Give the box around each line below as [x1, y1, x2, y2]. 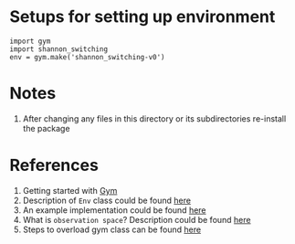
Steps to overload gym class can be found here [22, 224, 202, 235]
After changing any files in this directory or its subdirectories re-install [22, 112, 287, 124]
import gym [9, 37, 51, 46]
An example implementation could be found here [22, 204, 207, 216]
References [9, 155, 99, 175]
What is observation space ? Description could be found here [22, 214, 251, 225]
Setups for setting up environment [9, 6, 276, 27]
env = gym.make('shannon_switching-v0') [9, 52, 166, 61]
